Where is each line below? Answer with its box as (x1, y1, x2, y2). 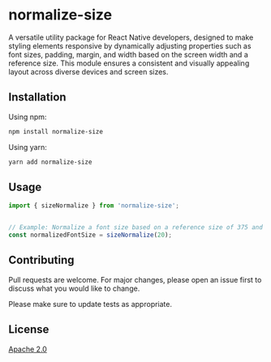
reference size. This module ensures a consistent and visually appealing (8, 58, 250, 68)
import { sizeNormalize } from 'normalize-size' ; (8, 202, 180, 210)
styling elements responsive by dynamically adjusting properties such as (8, 40, 252, 50)
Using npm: (8, 112, 47, 121)
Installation (8, 91, 67, 104)
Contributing (8, 253, 75, 267)
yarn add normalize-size (8, 158, 92, 166)
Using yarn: (8, 142, 47, 151)
